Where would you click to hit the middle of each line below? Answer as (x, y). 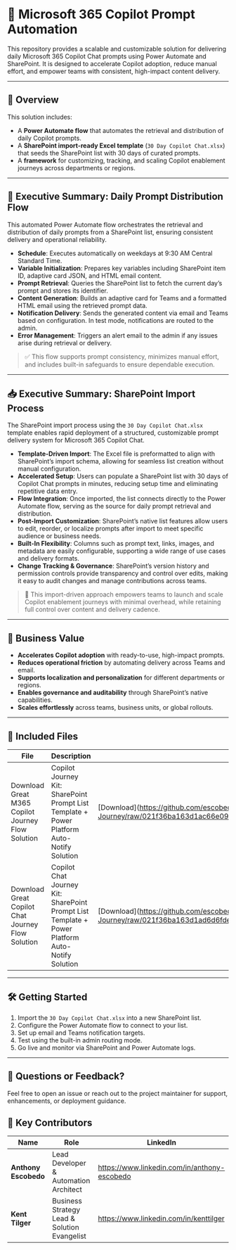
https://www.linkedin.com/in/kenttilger (161, 1218)
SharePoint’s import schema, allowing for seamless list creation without (120, 461)
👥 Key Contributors (50, 1123)
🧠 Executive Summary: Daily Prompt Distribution (115, 197)
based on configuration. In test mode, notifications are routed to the (116, 320)
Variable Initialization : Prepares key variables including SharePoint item (122, 268)
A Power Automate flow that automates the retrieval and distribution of (120, 130)
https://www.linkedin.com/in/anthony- (162, 1168)
